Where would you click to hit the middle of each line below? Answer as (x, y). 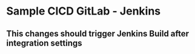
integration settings (45, 43)
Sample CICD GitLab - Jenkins (84, 11)
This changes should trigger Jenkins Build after (98, 34)
